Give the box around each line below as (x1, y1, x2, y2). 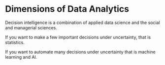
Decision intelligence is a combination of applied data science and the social (5, 20, 160, 25)
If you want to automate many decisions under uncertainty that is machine (5, 49, 156, 55)
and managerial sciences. (5, 24, 58, 30)
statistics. (5, 39, 25, 45)
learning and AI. (5, 54, 37, 60)
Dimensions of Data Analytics (5, 3, 130, 15)
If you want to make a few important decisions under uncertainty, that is (5, 34, 151, 40)
